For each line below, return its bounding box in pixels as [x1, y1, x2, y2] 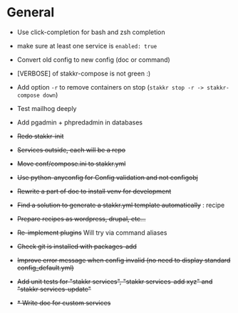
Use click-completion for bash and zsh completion [16, 28, 165, 36]
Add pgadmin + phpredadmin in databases [16, 118, 143, 127]
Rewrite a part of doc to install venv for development [16, 186, 172, 196]
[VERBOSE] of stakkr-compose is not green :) [16, 69, 151, 78]
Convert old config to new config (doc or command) [16, 55, 170, 64]
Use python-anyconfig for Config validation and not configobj [16, 173, 199, 181]
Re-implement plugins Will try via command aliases [16, 228, 167, 237]
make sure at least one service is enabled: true [16, 41, 157, 50]
